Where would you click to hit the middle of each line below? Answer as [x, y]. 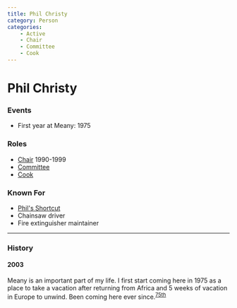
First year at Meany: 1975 [54, 126]
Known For [26, 193]
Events [19, 110]
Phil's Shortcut [39, 208]
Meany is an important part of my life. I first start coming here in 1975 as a [115, 280]
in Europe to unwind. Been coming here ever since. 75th [87, 296]
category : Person [33, 20]
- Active [33, 34]
